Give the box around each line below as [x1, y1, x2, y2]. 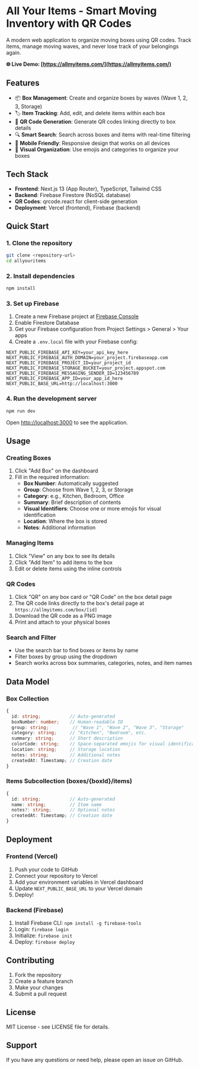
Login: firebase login [14, 926, 69, 933]
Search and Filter [6, 633, 56, 642]
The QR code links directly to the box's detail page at [14, 599, 145, 607]
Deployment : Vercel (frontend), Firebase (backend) [14, 204, 141, 211]
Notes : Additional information [23, 524, 96, 531]
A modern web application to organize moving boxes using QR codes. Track [6, 36, 191, 43]
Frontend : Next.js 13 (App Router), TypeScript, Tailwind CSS [14, 185, 162, 192]
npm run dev [6, 408, 36, 414]
